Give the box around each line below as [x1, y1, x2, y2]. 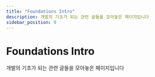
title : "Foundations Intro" [6, 8, 75, 15]
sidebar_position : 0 [6, 19, 57, 25]
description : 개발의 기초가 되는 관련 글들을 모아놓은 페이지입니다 [6, 14, 149, 20]
